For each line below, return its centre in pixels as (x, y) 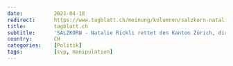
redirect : (21, 20)
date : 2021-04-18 (46, 13)
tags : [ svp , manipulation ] (60, 52)
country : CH (34, 39)
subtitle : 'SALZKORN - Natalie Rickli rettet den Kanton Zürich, (111, 33)
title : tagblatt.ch (48, 26)
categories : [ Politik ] (44, 45)
